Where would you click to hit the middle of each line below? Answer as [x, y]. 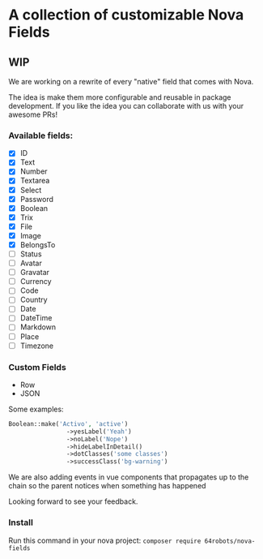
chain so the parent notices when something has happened [107, 486]
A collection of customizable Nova [126, 15]
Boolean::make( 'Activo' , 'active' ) [68, 424]
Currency [36, 282]
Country [34, 300]
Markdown [38, 327]
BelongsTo [38, 244]
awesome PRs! [33, 114]
